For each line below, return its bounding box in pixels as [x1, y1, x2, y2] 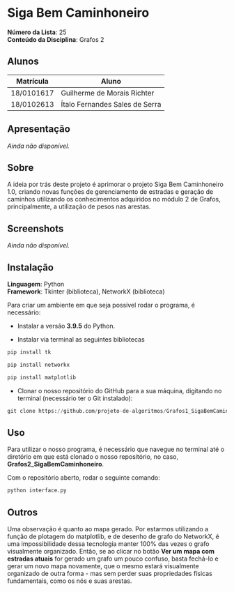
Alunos [7, 56, 40, 68]
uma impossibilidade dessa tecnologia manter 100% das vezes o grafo [7, 540, 210, 548]
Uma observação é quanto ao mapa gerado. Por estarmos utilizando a [7, 525, 209, 533]
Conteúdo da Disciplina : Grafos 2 [7, 35, 104, 43]
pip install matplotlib [7, 374, 77, 381]
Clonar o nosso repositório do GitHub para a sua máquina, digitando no [17, 386, 222, 395]
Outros [7, 506, 38, 518]
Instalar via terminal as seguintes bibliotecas [17, 335, 145, 343]
